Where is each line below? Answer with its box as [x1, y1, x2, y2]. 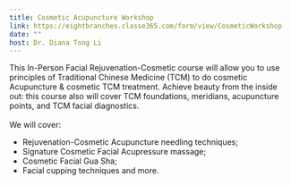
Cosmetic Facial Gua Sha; [21, 156, 118, 166]
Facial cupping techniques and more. [21, 165, 159, 176]
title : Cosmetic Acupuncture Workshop [9, 13, 154, 22]
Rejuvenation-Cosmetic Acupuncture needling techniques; [21, 137, 239, 147]
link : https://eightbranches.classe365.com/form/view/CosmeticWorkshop [9, 21, 282, 30]
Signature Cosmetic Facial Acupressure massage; [21, 147, 207, 157]
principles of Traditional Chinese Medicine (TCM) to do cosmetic [9, 72, 248, 83]
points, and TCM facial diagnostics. [9, 100, 140, 112]
